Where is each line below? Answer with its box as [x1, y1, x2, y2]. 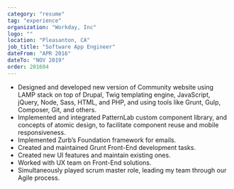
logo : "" [7, 30, 33, 38]
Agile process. [17, 173, 60, 182]
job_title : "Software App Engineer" [7, 43, 116, 50]
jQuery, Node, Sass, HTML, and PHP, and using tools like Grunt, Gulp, [17, 97, 221, 107]
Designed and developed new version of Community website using [17, 82, 214, 91]
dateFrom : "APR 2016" [7, 50, 72, 58]
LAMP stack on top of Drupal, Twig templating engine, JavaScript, [17, 90, 211, 99]
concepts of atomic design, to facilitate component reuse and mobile [17, 120, 219, 129]
